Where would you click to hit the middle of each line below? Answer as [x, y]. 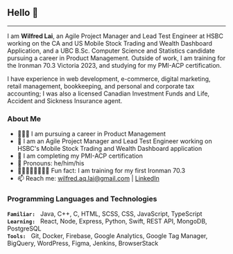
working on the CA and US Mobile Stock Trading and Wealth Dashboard [110, 43]
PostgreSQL [24, 228]
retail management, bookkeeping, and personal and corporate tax [101, 86]
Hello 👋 [23, 13]
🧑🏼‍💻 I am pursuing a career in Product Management [92, 134]
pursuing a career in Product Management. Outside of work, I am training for [116, 58]
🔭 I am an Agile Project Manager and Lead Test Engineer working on [115, 141]
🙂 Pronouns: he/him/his [51, 163]
